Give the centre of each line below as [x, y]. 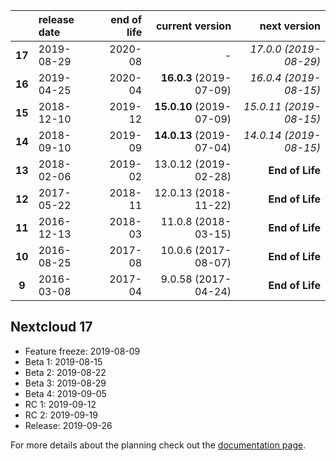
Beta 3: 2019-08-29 [65, 383]
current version [193, 26]
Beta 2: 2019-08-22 [65, 372]
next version [290, 26]
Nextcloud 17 [51, 327]
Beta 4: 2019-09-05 [65, 393]
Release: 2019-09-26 [68, 425]
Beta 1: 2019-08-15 [63, 361]
